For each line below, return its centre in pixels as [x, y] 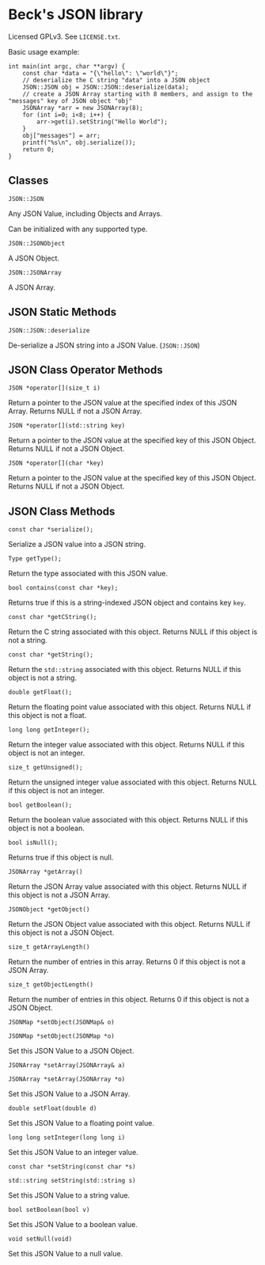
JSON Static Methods [62, 312]
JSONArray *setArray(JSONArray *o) [67, 1079]
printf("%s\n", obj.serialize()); [79, 142]
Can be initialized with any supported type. [78, 229]
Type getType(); [35, 559]
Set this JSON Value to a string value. [69, 1195]
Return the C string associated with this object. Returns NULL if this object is [133, 632]
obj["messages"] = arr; [62, 135]
